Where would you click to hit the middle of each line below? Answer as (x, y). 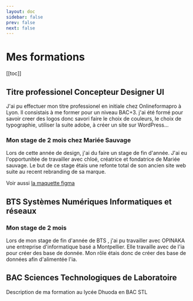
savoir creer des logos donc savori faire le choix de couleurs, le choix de (94, 119)
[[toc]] (14, 74)
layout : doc (21, 11)
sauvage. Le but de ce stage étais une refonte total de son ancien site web (96, 166)
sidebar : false (25, 17)
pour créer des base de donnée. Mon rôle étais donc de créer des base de (96, 253)
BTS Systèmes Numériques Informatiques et (89, 202)
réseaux (21, 211)
